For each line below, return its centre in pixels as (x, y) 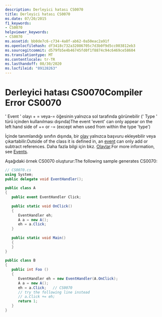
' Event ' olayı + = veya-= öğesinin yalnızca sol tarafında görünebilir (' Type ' (81, 116)
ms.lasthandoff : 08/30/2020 (33, 64)
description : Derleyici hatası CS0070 (44, 9)
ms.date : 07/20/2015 (26, 19)
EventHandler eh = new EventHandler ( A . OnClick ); (68, 279)
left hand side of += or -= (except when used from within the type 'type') (78, 127)
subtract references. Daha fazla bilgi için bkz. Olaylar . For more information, (80, 146)
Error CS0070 (33, 103)
